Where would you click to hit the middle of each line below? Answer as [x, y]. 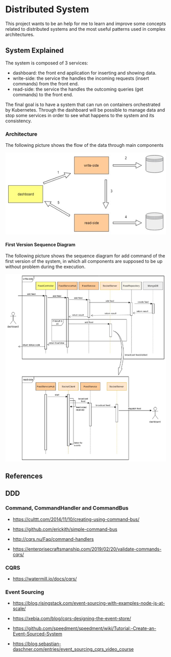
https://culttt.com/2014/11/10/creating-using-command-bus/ [76, 519]
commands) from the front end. [46, 83]
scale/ [19, 609]
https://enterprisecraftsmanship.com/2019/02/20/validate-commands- [87, 549]
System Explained [34, 50]
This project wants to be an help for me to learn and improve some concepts [86, 24]
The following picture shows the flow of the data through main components [84, 145]
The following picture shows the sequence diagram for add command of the [85, 256]
